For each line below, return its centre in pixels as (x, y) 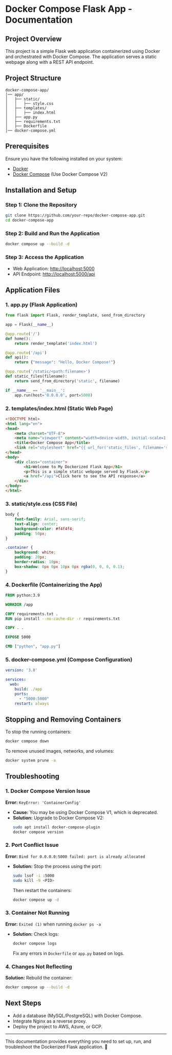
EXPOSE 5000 (18, 637)
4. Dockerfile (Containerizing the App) (54, 585)
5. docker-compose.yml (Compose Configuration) (69, 660)
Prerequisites (27, 146)
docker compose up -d (36, 900)
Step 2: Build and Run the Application (52, 233)
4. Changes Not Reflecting (39, 967)
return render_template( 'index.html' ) (56, 343)
